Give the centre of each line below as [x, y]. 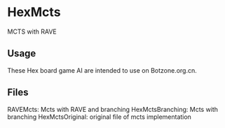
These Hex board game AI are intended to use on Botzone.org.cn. [102, 70]
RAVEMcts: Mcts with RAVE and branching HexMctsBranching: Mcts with [113, 109]
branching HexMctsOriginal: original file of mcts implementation [99, 117]
